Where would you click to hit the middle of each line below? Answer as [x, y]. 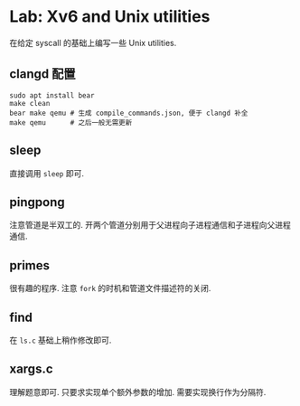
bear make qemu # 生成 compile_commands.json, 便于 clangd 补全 [129, 113]
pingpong [37, 202]
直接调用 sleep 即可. [47, 173]
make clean [30, 103]
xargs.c [31, 369]
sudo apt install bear [52, 95]
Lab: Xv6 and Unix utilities [110, 17]
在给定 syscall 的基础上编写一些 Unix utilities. [93, 42]
